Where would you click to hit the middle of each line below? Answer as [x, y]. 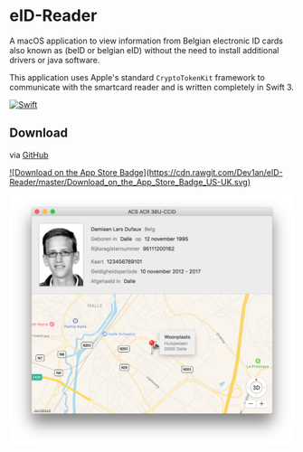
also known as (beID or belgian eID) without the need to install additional [144, 50]
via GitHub [29, 155]
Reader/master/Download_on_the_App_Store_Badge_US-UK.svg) [130, 182]
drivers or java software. [55, 60]
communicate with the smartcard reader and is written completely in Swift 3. [151, 87]
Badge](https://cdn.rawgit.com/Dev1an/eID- [201, 172]
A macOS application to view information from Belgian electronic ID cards [146, 41]
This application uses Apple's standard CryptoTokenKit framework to [137, 77]
